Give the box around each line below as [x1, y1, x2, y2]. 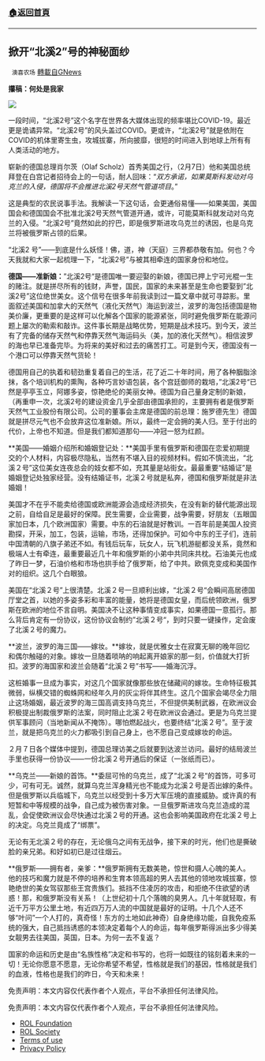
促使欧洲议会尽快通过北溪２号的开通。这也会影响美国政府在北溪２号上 [28, 811, 257, 820]
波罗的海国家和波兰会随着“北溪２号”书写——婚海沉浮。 [21, 662, 201, 671]
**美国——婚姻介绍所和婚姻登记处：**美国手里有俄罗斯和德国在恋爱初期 [8, 444, 244, 453]
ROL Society [19, 1027, 61, 1037]
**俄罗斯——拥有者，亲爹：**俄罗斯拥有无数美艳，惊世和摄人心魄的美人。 [8, 864, 251, 873]
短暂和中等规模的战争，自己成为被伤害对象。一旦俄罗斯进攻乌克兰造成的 [8, 800, 243, 810]
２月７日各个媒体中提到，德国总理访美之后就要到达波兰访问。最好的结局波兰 [8, 744, 257, 754]
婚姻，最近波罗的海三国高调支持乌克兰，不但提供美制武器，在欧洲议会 [28, 698, 257, 707]
